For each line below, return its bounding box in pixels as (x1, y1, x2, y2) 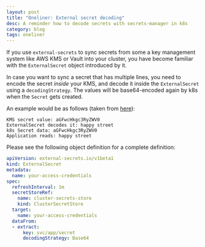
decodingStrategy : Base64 (22, 235, 89, 241)
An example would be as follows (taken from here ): (6, 105, 135, 112)
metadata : (6, 167, 32, 173)
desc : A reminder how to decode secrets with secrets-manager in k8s (6, 20, 188, 26)
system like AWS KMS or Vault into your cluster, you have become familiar (6, 55, 193, 63)
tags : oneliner (6, 32, 45, 38)
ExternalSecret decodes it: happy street (6, 122, 114, 129)
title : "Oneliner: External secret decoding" (6, 15, 125, 21)
